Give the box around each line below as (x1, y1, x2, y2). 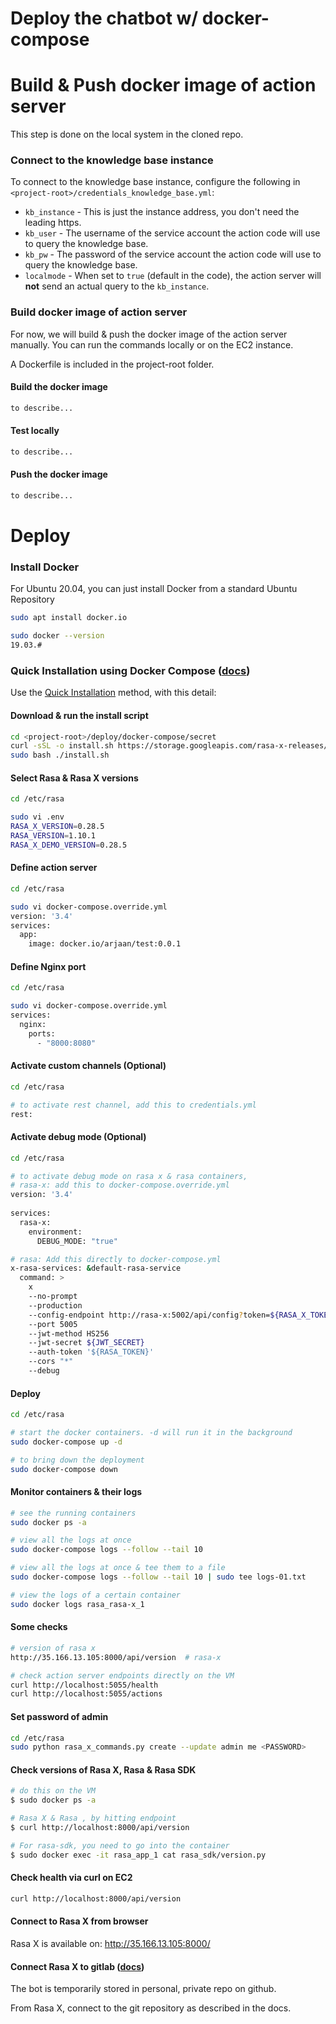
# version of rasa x (10, 1643, 97, 1653)
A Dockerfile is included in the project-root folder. (10, 358, 215, 370)
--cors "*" (28, 1357, 74, 1367)
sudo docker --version (10, 631, 105, 641)
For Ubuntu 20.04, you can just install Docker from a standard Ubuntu (10, 583, 298, 595)
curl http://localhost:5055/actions (10, 1689, 163, 1699)
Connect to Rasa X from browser (10, 1915, 149, 1927)
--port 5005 (28, 1319, 78, 1329)
